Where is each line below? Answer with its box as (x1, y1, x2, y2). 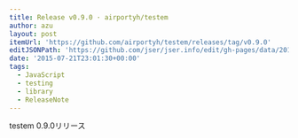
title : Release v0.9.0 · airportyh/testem (9, 12, 169, 22)
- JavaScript (17, 71, 66, 80)
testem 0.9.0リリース (9, 120, 86, 131)
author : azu (9, 21, 53, 30)
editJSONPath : (9, 46, 62, 55)
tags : (9, 63, 29, 72)
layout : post (9, 29, 58, 38)
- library (17, 87, 53, 96)
